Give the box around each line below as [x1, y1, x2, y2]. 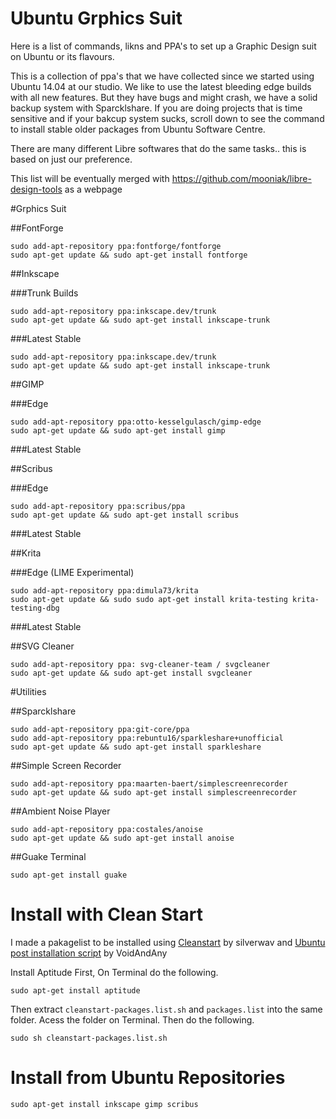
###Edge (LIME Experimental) [10, 566, 135, 578]
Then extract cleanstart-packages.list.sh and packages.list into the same [10, 1003, 323, 1015]
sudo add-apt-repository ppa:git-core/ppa [10, 724, 190, 734]
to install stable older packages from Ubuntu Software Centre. [10, 123, 266, 135]
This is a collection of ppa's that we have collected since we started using [10, 70, 315, 82]
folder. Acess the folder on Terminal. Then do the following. [10, 1013, 255, 1026]
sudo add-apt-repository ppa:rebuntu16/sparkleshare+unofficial [10, 733, 284, 743]
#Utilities [10, 685, 47, 697]
